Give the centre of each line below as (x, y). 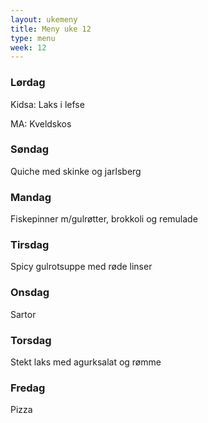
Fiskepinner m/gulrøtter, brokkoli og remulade (104, 219)
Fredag (28, 388)
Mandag (31, 197)
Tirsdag (30, 245)
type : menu (33, 38)
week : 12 (28, 47)
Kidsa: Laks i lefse (47, 104)
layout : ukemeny (44, 19)
